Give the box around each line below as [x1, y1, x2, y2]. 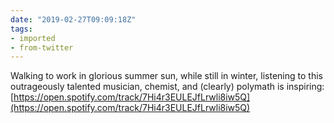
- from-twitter [10, 42, 74, 53]
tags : [10, 24, 33, 34]
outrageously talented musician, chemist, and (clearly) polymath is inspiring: [10, 81, 325, 93]
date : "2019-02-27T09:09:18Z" [10, 14, 137, 25]
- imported [10, 33, 56, 43]
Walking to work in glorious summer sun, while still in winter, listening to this [10, 70, 323, 82]
